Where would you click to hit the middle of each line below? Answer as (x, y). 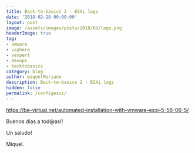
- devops (17, 60)
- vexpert (18, 55)
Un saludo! (19, 132)
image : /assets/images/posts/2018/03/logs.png (64, 28)
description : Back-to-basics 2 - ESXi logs (60, 83)
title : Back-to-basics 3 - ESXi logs (52, 11)
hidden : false (23, 88)
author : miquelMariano (34, 77)
